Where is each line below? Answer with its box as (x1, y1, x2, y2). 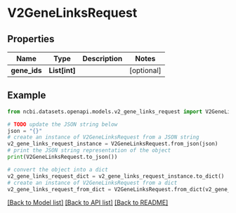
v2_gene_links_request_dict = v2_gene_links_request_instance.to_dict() (7, 172, 225, 180)
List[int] (48, 65, 76, 75)
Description (82, 54, 123, 63)
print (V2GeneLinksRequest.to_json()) (7, 153, 118, 161)
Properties (7, 33, 55, 45)
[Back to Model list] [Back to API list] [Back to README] (7, 198, 169, 207)
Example (7, 89, 46, 101)
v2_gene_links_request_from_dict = (7, 186, 112, 193)
